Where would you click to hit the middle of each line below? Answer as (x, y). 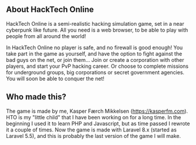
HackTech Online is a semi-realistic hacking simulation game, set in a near (95, 23)
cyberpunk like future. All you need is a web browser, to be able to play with (97, 30)
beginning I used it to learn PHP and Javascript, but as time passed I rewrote (98, 123)
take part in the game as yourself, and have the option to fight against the (94, 53)
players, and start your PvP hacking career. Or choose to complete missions (97, 66)
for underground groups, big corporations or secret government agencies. (95, 72)
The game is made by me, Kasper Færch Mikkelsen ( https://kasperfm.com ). (97, 111)
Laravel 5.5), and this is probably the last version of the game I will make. (94, 136)
